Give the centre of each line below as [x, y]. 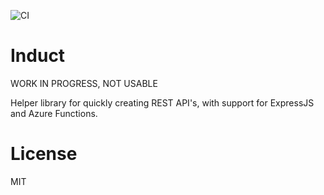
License [44, 154]
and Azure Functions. [54, 113]
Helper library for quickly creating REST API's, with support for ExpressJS [162, 102]
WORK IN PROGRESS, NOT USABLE [84, 83]
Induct [38, 56]
